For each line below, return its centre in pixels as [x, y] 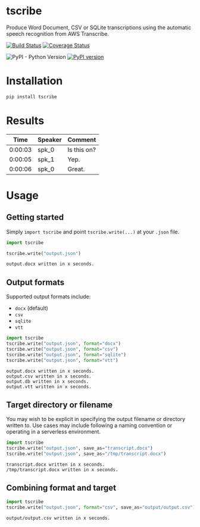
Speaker [50, 139]
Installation [35, 81]
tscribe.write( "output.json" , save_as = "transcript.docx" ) [79, 448]
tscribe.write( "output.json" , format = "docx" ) [63, 344]
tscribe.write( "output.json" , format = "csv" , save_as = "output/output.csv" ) [101, 507]
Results [25, 121]
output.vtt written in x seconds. [49, 386]
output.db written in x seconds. [48, 381]
